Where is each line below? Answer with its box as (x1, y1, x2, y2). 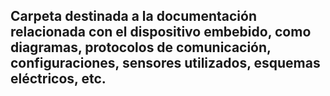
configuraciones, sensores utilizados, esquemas (10, 55, 321, 72)
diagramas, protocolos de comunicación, (10, 39, 272, 56)
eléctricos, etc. (10, 70, 107, 88)
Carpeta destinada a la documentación (10, 8, 257, 25)
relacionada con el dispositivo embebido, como (10, 24, 312, 41)
